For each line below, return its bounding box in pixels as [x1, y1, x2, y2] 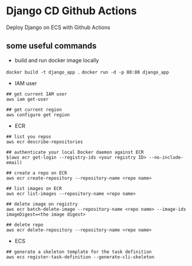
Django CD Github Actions [6, 4, 137, 18]
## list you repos [6, 133, 51, 140]
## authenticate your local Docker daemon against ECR [6, 149, 144, 155]
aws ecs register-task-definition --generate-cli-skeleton [6, 254, 155, 260]
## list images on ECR [6, 185, 62, 191]
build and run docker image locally [14, 56, 99, 63]
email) [6, 159, 22, 165]
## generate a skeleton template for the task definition [6, 249, 152, 255]
